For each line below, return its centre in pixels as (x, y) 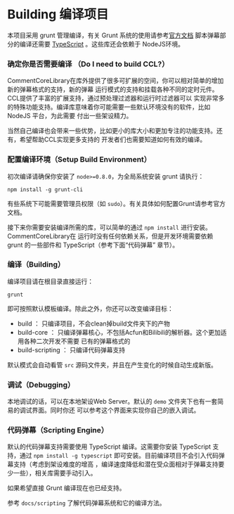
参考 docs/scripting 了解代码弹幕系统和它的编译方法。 (87, 503)
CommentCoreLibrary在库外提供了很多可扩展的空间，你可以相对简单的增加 (116, 81)
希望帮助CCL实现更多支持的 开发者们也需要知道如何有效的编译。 (113, 140)
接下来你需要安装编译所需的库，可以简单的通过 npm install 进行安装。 (110, 227)
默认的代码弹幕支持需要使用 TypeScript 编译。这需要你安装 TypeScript (109, 446)
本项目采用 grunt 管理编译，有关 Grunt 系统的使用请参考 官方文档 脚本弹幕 (113, 35)
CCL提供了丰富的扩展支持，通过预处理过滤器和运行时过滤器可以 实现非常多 (116, 98)
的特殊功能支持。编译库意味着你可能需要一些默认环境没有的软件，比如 (109, 107)
